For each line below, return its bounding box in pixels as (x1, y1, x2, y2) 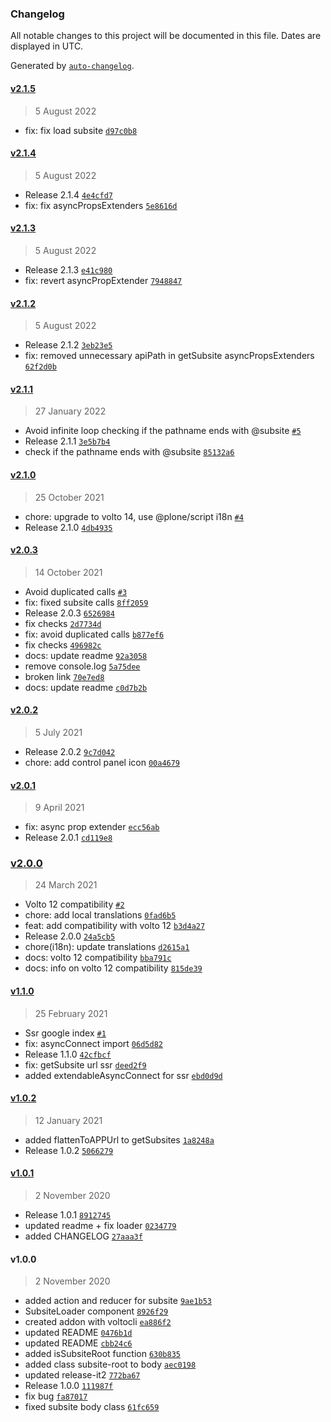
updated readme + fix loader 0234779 (24, 1220, 177, 1232)
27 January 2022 (34, 405, 107, 417)
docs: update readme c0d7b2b (24, 681, 148, 693)
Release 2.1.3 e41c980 (24, 263, 113, 276)
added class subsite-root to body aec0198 (24, 1358, 197, 1371)
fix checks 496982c (24, 638, 102, 651)
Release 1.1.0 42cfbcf (24, 1048, 112, 1060)
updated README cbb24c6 (24, 1337, 133, 1349)
